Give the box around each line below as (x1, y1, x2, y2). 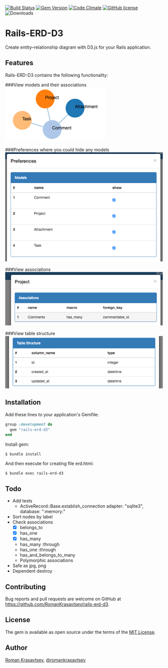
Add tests (12, 498, 32, 504)
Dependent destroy (12, 568, 52, 574)
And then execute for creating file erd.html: (5, 460, 94, 466)
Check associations (12, 519, 53, 525)
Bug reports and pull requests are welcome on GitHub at (5, 596, 121, 602)
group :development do (5, 422, 52, 427)
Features (5, 59, 33, 67)
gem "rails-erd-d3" (9, 427, 50, 432)
